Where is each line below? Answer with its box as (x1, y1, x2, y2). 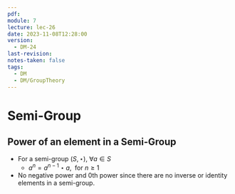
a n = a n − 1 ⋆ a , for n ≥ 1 (28, 162, 100, 172)
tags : (7, 63, 23, 71)
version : (7, 37, 33, 44)
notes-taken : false (7, 57, 66, 64)
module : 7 (7, 17, 37, 24)
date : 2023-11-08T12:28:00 (7, 30, 88, 38)
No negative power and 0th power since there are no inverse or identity (17, 171, 228, 180)
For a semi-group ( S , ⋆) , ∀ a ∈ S (17, 155, 112, 163)
